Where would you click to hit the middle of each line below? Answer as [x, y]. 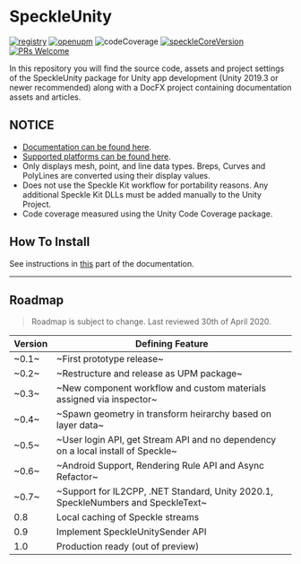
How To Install [50, 242]
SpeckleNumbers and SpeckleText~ [132, 503]
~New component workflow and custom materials [162, 388]
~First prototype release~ [110, 359]
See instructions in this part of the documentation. [102, 263]
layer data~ [81, 426]
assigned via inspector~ [107, 400]
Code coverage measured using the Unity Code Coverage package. [147, 214]
